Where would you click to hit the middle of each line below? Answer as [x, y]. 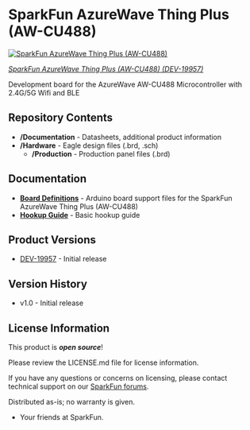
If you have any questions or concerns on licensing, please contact [118, 378]
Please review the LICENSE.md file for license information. [104, 362]
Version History [48, 284]
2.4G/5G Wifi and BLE [44, 92]
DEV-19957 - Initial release [63, 259]
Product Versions [52, 240]
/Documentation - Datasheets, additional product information [121, 137]
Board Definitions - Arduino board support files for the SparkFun [126, 198]
